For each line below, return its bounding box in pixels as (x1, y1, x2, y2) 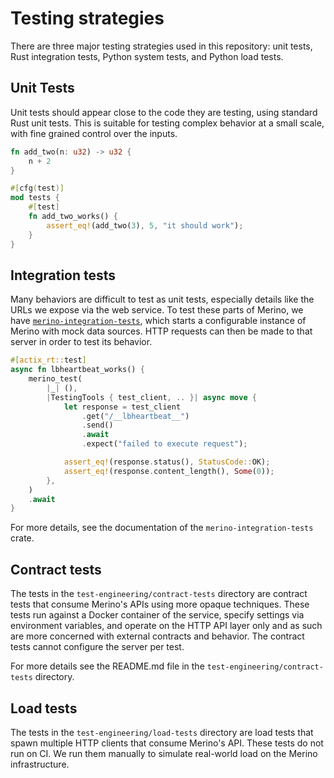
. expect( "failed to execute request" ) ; (81, 439, 248, 449)
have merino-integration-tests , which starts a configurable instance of (10, 315, 307, 327)
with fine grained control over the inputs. (10, 127, 178, 139)
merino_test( (28, 374, 83, 384)
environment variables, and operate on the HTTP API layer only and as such (10, 620, 323, 632)
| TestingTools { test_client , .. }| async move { (46, 392, 257, 402)
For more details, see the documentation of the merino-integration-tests (10, 522, 314, 534)
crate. (10, 532, 35, 544)
